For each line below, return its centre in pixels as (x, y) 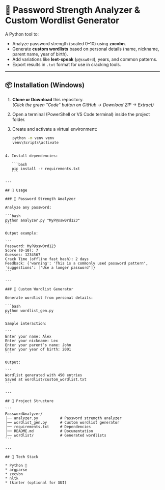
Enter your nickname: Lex (31, 341)
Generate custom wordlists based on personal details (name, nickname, (86, 49)
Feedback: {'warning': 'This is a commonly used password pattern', (77, 263)
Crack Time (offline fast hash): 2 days (47, 259)
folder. (19, 119)
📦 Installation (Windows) (45, 85)
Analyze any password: (28, 207)
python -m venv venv (33, 138)
